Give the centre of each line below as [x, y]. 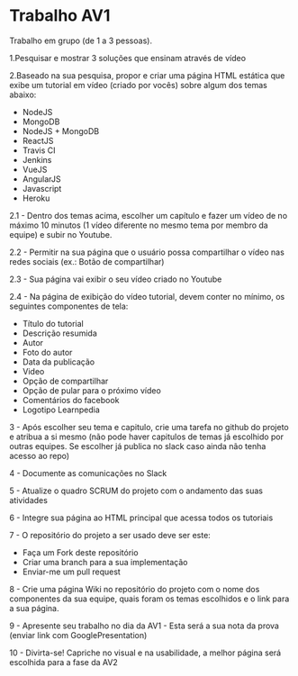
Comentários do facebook [71, 400]
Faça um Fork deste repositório [80, 552]
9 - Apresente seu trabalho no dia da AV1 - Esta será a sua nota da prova [144, 626]
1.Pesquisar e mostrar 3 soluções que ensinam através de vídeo [127, 58]
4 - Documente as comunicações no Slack [88, 473]
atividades [28, 500]
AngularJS [41, 179]
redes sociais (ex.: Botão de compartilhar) [87, 261]
